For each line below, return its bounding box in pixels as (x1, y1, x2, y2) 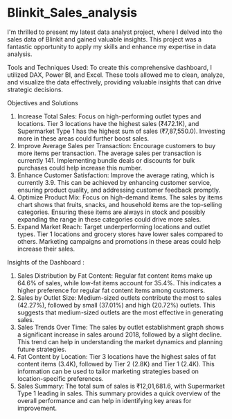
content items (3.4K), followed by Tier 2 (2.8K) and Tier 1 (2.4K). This (17, 359, 215, 368)
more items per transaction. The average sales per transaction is (17, 149, 202, 157)
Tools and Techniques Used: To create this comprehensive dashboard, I (7, 63, 213, 71)
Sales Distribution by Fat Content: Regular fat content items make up (17, 271, 213, 280)
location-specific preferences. (17, 374, 104, 382)
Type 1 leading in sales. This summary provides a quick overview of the (17, 389, 221, 398)
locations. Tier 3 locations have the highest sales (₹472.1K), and (17, 119, 199, 127)
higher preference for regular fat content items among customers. (17, 286, 206, 294)
